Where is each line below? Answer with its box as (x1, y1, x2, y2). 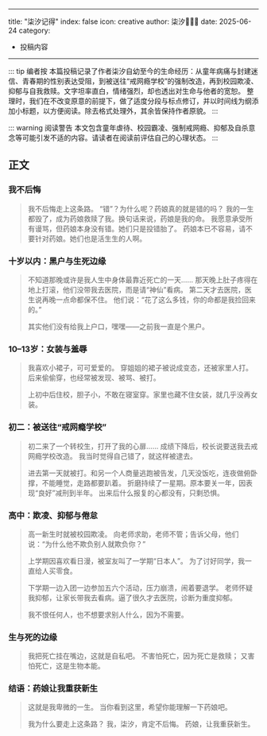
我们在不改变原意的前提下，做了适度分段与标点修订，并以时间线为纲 (29, 96, 252, 106)
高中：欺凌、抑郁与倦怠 (8, 509, 98, 521)
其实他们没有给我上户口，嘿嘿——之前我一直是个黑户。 (27, 321, 209, 331)
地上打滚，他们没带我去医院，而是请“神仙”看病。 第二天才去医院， (27, 285, 246, 294)
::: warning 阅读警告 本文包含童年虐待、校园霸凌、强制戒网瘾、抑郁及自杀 (8, 123, 249, 132)
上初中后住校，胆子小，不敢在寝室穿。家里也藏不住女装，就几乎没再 (27, 390, 251, 400)
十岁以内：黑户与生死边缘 (8, 255, 106, 266)
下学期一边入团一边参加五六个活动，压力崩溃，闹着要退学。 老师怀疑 (27, 583, 253, 592)
